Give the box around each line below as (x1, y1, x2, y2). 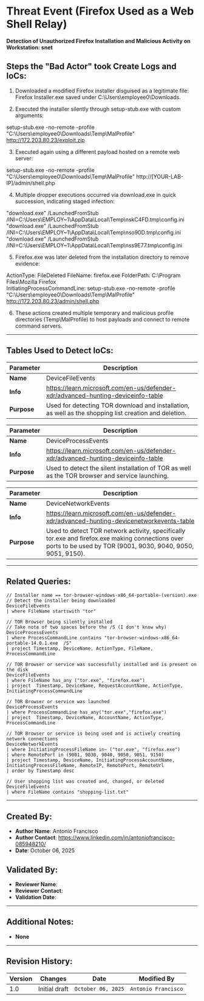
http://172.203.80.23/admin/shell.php (6, 297, 100, 304)
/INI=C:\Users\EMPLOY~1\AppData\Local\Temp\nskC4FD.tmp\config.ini (6, 216, 185, 223)
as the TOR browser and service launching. (46, 471, 169, 480)
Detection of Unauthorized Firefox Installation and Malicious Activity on (6, 37, 191, 44)
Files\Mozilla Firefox (6, 278, 56, 285)
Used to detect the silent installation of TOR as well (46, 464, 191, 472)
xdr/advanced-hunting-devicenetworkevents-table (46, 517, 195, 525)
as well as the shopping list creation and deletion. (46, 408, 187, 417)
